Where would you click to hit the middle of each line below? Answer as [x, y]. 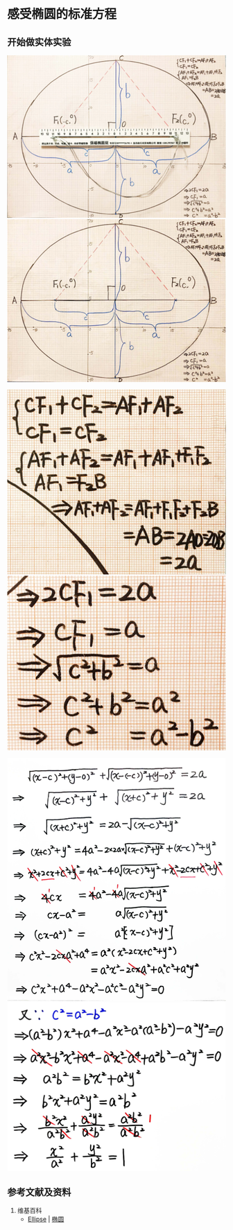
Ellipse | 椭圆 [46, 1219]
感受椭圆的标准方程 [62, 14]
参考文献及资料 [39, 1192]
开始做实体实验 [39, 42]
